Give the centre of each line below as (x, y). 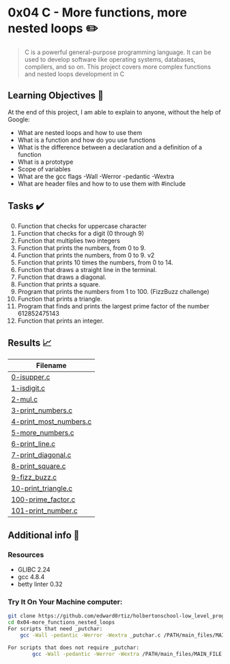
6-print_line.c (33, 444)
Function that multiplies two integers (69, 241)
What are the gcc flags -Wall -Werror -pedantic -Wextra (96, 176)
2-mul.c (25, 399)
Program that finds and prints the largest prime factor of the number (113, 306)
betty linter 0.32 (40, 585)
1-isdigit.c (28, 389)
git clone (22, 616)
